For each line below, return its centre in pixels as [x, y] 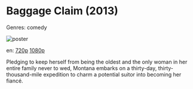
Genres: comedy [27, 27]
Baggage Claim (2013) [62, 11]
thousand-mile [24, 74]
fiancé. [15, 81]
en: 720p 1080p [25, 50]
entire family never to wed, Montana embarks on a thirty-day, [82, 68]
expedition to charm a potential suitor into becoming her [112, 74]
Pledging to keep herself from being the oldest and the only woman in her [97, 62]
